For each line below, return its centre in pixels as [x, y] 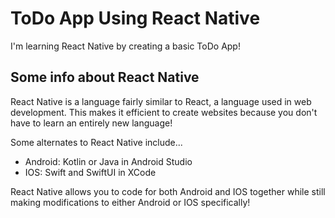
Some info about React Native [105, 77]
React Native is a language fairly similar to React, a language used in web [161, 101]
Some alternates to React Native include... [96, 142]
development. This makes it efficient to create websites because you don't [164, 112]
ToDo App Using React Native [135, 18]
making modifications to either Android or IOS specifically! [130, 202]
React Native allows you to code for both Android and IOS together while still [168, 191]
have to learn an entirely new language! [91, 123]
